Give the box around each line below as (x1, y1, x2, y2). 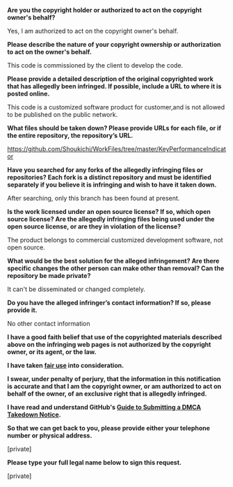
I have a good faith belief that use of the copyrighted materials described (7, 333, 223, 341)
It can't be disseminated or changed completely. (7, 285, 146, 293)
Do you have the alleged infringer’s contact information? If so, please (7, 299, 211, 307)
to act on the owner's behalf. (7, 48, 92, 56)
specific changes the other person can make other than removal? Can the (7, 264, 225, 272)
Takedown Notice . (7, 410, 61, 419)
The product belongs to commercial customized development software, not (7, 236, 224, 244)
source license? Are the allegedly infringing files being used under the (7, 215, 215, 223)
